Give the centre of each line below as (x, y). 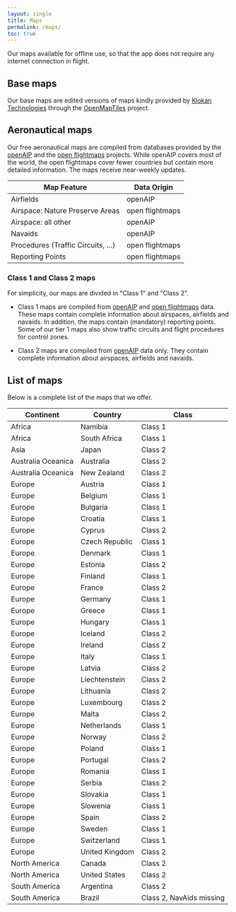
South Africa (101, 438)
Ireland (92, 645)
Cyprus (93, 530)
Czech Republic (106, 542)
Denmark (96, 553)
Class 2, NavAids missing (183, 897)
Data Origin (153, 187)
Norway (94, 737)
